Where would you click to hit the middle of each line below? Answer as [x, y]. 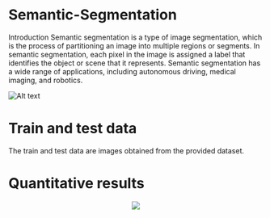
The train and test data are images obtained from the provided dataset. [127, 150]
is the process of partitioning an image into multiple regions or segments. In [134, 45]
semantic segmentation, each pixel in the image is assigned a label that [127, 54]
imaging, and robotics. [46, 80]
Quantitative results [77, 184]
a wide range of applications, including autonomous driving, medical [122, 71]
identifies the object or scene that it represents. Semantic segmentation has [135, 63]
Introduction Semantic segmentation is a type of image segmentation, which [135, 37]
